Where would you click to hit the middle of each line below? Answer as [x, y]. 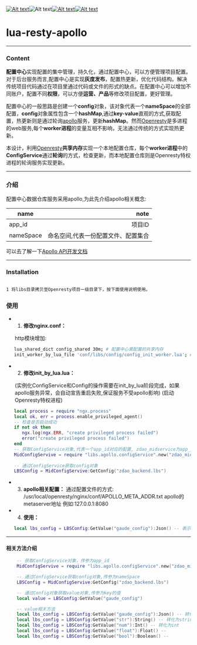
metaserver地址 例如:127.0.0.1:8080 [66, 504]
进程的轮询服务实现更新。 [37, 163]
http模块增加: [30, 338]
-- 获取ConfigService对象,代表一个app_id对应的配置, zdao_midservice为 [97, 449]
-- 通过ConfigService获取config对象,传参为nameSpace [78, 577]
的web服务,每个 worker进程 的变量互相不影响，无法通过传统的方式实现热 [93, 128]
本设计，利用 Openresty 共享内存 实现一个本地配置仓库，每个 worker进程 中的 [97, 148]
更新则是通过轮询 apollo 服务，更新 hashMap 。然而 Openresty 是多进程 [104, 121]
